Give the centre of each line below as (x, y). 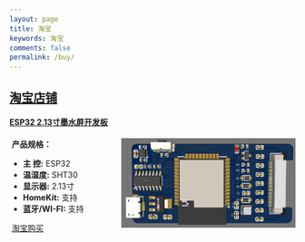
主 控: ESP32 (46, 163)
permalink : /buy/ (42, 58)
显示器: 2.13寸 (49, 186)
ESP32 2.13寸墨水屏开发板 (59, 122)
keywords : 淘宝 (37, 38)
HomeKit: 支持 (50, 197)
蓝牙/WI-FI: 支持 (53, 208)
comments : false (40, 48)
